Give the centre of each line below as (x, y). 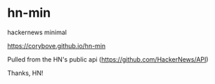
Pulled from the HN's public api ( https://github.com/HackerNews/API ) (108, 59)
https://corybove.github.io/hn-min (57, 45)
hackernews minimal (37, 32)
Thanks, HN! (25, 73)
